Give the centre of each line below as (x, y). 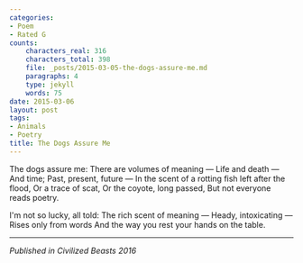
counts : (24, 43)
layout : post (34, 110)
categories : (32, 18)
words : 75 (44, 93)
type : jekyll (50, 85)
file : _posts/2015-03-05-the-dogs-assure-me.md (116, 68)
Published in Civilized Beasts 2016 (73, 250)
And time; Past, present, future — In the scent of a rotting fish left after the (147, 178)
